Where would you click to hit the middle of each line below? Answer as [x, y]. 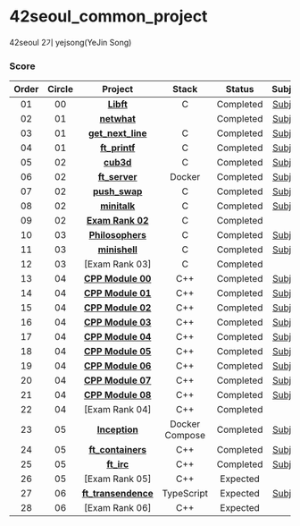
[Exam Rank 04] [117, 410]
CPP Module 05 [117, 352]
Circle [61, 89]
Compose [185, 436]
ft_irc [118, 464]
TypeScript [185, 494]
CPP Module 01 [117, 293]
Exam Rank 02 [117, 221]
